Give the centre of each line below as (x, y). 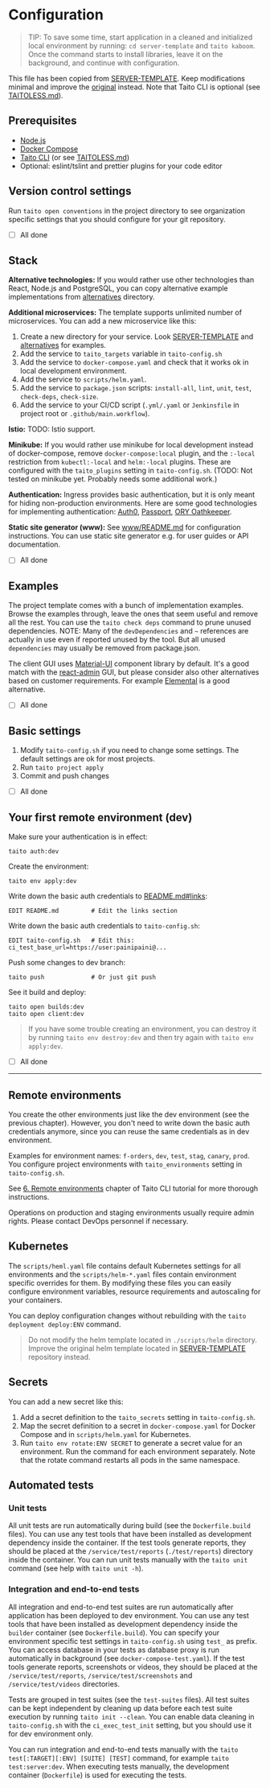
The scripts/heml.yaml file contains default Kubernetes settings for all (125, 1266)
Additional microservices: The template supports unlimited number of (125, 312)
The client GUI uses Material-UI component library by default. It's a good (129, 664)
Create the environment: (49, 866)
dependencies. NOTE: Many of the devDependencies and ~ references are (129, 631)
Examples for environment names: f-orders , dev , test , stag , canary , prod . (129, 1155)
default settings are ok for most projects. (87, 759)
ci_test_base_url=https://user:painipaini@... (88, 948)
